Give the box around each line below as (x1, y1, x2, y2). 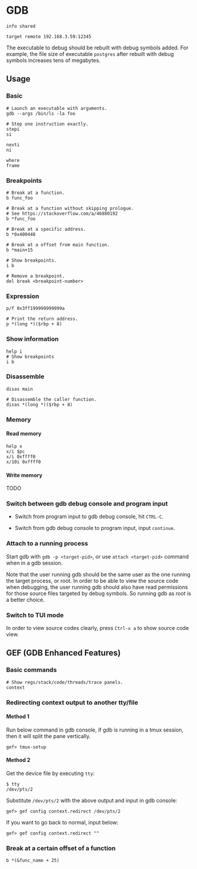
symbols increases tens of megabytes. (6, 57, 101, 64)
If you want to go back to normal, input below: (6, 819, 119, 826)
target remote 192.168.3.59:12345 (6, 33, 92, 39)
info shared (6, 23, 36, 29)
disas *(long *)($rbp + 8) (6, 401, 73, 407)
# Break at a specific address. (6, 226, 86, 232)
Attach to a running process (6, 539, 88, 548)
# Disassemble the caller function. (6, 396, 97, 402)
